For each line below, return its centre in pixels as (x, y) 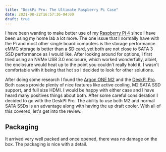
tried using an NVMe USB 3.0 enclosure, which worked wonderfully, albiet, (81, 60)
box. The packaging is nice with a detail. (46, 144)
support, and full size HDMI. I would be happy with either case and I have (80, 90)
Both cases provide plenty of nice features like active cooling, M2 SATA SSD (83, 85)
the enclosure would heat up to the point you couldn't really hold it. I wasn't (82, 65)
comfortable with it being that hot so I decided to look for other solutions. (80, 70)
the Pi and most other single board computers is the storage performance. (81, 44)
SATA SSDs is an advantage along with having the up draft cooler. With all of (83, 106)
